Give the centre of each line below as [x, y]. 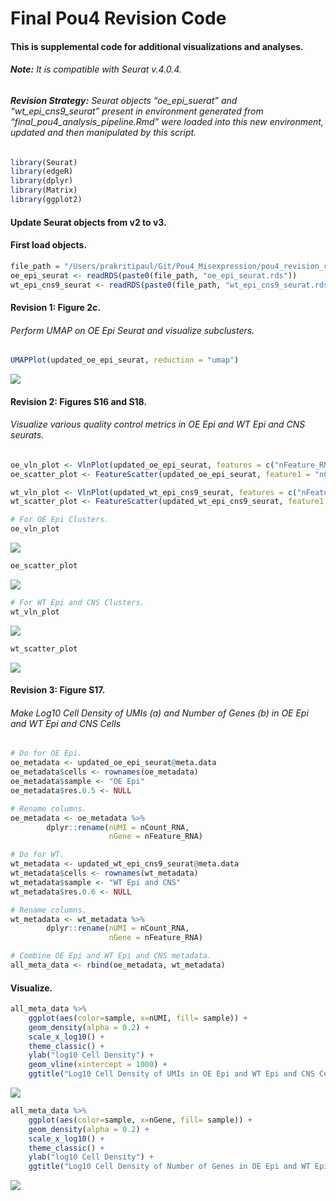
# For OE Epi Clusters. [60, 520]
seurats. [27, 435]
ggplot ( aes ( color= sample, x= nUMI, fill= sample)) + [138, 1018]
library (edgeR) [42, 172]
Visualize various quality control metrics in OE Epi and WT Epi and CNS [158, 424]
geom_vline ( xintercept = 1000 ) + [98, 1065]
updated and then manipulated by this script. [103, 132]
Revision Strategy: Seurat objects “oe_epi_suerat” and [124, 100]
